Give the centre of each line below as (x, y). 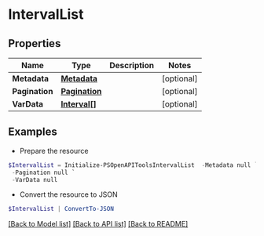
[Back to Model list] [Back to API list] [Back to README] (98, 224)
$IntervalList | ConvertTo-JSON (61, 209)
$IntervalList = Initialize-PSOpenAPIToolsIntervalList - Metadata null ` (133, 165)
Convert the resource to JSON (68, 194)
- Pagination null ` (44, 172)
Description (132, 65)
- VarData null (35, 180)
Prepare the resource (54, 151)
